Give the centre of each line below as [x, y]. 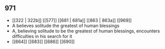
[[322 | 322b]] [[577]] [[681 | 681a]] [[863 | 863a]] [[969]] [72, 20]
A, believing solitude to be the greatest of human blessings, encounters [86, 31]
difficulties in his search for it [42, 36]
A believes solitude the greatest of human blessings [66, 25]
